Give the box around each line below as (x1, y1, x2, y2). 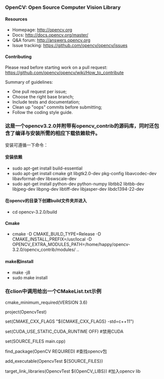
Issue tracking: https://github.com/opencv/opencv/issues (12, 43, 128, 48)
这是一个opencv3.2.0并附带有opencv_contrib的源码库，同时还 (5, 123, 154, 130)
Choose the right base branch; (12, 94, 74, 100)
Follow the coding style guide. (12, 110, 73, 115)
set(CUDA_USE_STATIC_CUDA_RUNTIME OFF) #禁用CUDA (5, 328, 124, 334)
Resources (5, 16, 28, 22)
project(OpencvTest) (5, 309, 47, 314)
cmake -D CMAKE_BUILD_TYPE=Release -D (12, 231, 101, 237)
